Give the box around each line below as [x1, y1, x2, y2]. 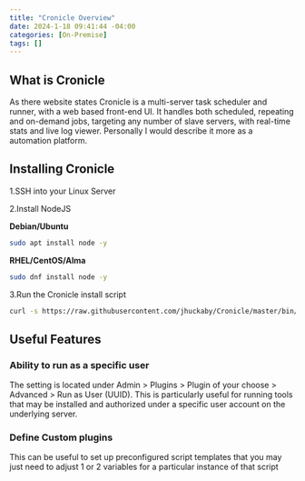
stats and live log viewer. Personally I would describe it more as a [9, 125, 253, 136]
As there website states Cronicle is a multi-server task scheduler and [9, 96, 268, 107]
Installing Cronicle [9, 161, 115, 177]
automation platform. [9, 135, 88, 146]
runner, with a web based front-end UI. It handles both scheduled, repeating [9, 106, 294, 117]
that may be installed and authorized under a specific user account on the [9, 399, 286, 410]
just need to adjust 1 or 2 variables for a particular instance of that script [9, 461, 279, 473]
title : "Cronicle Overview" [9, 13, 116, 23]
